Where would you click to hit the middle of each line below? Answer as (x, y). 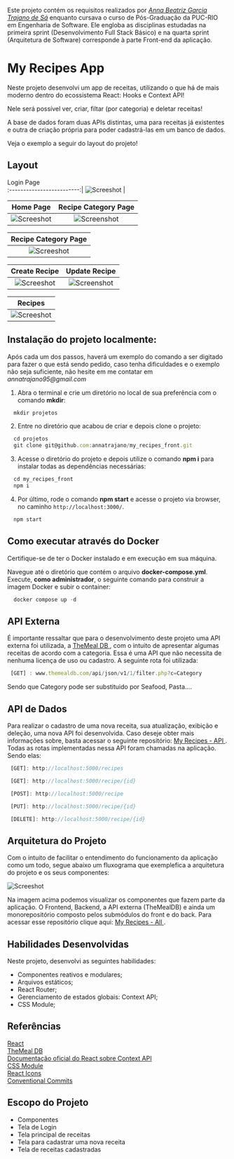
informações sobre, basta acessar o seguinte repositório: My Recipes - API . (117, 740)
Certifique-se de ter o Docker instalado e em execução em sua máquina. (112, 558)
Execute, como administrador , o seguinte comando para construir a (106, 579)
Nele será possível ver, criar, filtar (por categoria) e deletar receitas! (105, 109)
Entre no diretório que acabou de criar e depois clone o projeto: (109, 426)
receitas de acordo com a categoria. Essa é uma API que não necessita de (115, 653)
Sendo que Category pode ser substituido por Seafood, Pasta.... (100, 687)
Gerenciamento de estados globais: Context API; (88, 997)
